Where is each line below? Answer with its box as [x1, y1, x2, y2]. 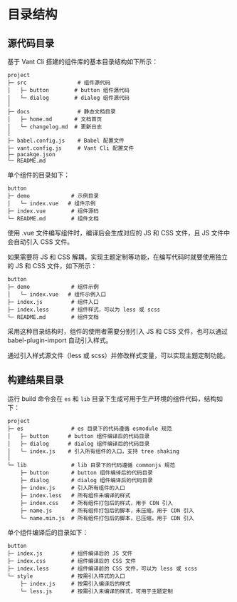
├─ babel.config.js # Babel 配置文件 [7, 137, 125, 144]
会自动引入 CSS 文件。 [7, 238, 74, 246]
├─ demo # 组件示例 [7, 283, 100, 290]
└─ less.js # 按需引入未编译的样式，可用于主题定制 [20, 588, 173, 595]
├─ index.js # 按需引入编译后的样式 [20, 580, 131, 587]
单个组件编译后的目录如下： [7, 528, 89, 536]
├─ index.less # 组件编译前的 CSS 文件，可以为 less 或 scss [7, 565, 198, 572]
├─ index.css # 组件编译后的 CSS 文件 [7, 557, 137, 564]
